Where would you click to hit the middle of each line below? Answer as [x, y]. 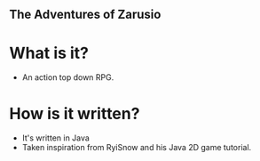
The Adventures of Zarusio [85, 15]
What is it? [49, 53]
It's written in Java [56, 138]
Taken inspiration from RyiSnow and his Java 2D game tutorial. [137, 148]
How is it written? [75, 113]
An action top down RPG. [68, 77]
